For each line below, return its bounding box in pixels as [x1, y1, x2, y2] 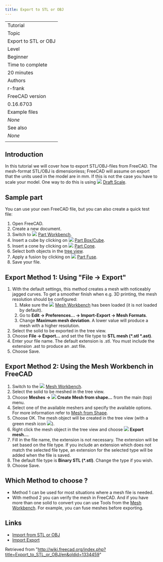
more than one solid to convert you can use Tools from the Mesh [12, 500, 142, 505]
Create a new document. [12, 226, 62, 232]
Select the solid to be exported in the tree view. [12, 328, 107, 334]
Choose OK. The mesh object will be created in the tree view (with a [12, 415, 148, 421]
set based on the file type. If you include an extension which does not [12, 442, 151, 448]
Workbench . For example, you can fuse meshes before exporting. [12, 505, 144, 511]
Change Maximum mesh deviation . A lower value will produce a [19, 318, 148, 324]
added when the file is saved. [12, 452, 71, 458]
